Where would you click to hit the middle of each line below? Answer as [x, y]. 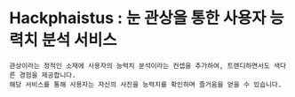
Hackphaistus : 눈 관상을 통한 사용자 [138, 18]
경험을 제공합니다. [48, 75]
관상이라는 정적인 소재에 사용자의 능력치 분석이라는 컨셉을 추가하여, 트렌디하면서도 [140, 66]
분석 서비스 [79, 40]
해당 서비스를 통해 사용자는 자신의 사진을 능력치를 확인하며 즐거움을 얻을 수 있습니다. [146, 85]
